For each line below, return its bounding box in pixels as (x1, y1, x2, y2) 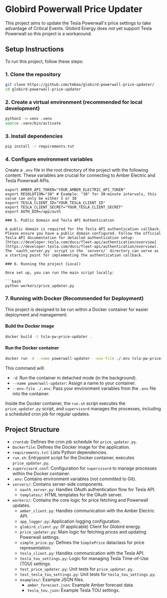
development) (5, 105, 40, 112)
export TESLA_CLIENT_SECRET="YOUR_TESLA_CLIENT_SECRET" (5, 205, 123, 210)
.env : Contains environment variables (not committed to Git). (12, 476, 137, 482)
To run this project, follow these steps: (5, 58, 83, 64)
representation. (19, 545, 51, 551)
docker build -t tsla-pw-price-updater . (5, 334, 92, 339)
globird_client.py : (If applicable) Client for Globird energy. (19, 523, 142, 530)
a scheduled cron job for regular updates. (5, 411, 90, 417)
